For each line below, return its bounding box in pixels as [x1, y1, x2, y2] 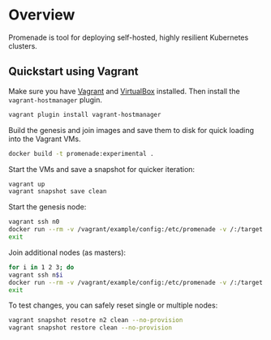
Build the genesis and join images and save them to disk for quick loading [8, 125, 254, 135]
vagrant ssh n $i [8, 270, 63, 279]
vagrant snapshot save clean [8, 187, 107, 196]
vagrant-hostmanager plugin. [8, 95, 103, 105]
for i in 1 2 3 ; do [8, 263, 75, 271]
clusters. [8, 41, 38, 50]
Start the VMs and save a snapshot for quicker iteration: [8, 164, 196, 174]
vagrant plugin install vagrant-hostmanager [8, 110, 161, 118]
